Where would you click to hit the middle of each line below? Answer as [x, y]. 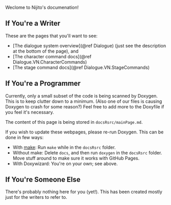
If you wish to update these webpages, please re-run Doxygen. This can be [84, 132]
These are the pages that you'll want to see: [52, 36]
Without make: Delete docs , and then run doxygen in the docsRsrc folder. [87, 152]
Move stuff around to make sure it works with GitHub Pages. [76, 158]
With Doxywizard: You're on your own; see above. [65, 164]
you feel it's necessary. [30, 112]
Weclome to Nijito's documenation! [42, 7]
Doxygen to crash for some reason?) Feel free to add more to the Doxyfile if [85, 106]
